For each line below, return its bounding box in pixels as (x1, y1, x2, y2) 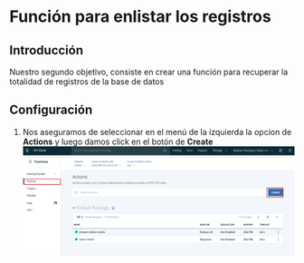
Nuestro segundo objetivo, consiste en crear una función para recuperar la (9, 66, 289, 77)
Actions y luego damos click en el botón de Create (22, 136, 214, 147)
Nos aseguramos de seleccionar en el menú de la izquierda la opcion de (22, 126, 292, 137)
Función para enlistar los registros (9, 6, 271, 27)
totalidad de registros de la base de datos (9, 76, 165, 87)
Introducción (9, 43, 84, 58)
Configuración (9, 102, 93, 118)
